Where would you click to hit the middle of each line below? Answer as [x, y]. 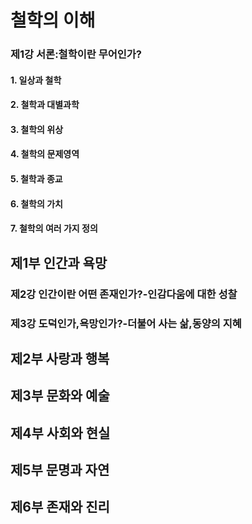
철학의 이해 [53, 20]
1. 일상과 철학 [36, 80]
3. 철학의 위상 [37, 129]
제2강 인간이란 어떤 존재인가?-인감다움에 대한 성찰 [124, 294]
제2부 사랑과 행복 [60, 358]
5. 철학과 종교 [36, 179]
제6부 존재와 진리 [60, 507]
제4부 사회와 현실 [60, 432]
